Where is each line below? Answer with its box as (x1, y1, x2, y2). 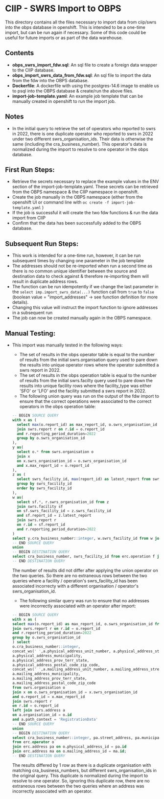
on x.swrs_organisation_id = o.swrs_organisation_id (17, 458, 127, 463)
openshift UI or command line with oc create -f (12, 199, 109, 205)
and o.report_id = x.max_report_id (12, 694, 85, 699)
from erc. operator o (12, 740, 54, 745)
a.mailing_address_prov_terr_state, (12, 676, 87, 681)
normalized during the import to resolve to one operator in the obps (12, 146, 148, 152)
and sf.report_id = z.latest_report (17, 513, 92, 518)
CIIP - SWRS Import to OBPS (5, 3, 121, 14)
